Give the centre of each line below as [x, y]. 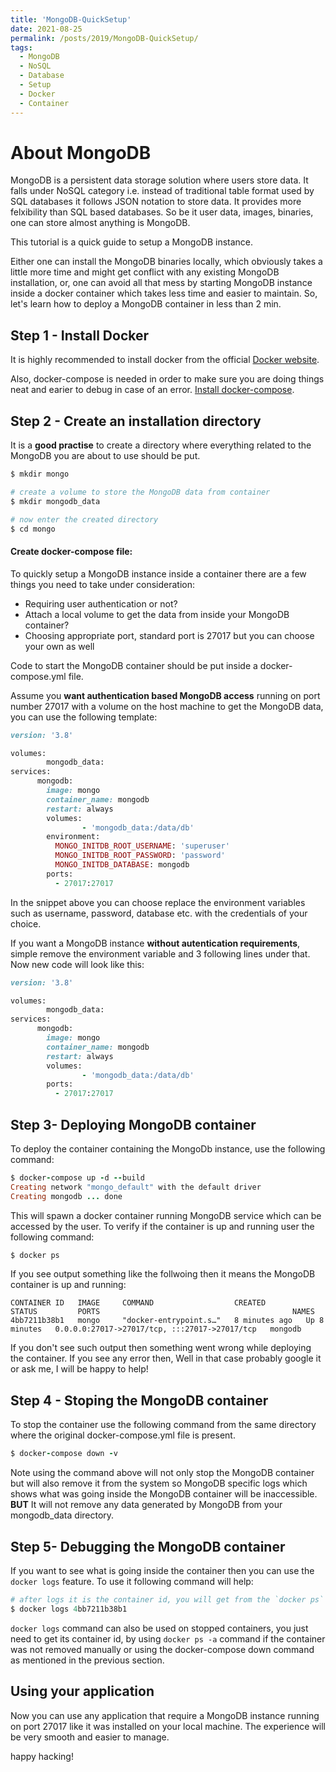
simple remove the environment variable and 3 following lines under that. [160, 953]
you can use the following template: [84, 717]
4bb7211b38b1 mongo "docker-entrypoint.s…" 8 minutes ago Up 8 [167, 1321]
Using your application [82, 1691]
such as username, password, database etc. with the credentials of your [159, 913]
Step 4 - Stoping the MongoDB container [139, 1400]
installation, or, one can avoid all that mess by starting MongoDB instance [161, 283]
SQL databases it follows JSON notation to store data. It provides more [156, 202]
